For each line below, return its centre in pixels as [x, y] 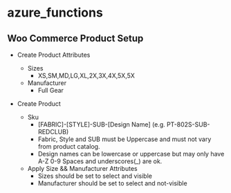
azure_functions [55, 13]
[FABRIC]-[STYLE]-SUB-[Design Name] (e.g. [101, 125]
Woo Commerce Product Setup [75, 38]
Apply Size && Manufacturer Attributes [82, 168]
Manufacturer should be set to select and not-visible [113, 183]
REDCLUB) [53, 132]
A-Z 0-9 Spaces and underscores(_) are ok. [100, 161]
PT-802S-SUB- [188, 125]
